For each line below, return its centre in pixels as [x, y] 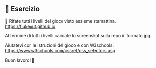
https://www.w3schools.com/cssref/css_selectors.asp [60, 50]
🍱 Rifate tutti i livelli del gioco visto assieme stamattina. [61, 21]
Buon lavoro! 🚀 [20, 60]
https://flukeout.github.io [30, 26]
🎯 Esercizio [23, 9]
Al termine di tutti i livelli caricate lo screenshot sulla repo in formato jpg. [78, 35]
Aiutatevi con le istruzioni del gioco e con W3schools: [60, 45]
